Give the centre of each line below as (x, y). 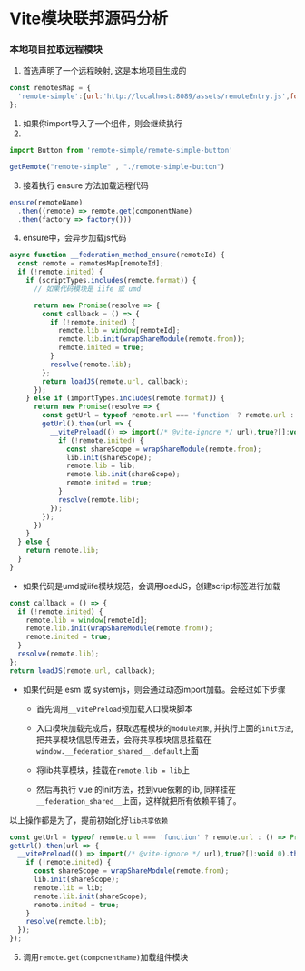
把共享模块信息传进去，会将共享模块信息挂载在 (123, 739)
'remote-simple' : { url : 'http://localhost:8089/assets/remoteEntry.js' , (154, 96)
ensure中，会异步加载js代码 (74, 238)
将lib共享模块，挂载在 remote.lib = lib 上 (113, 770)
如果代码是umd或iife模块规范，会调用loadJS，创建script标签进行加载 (152, 586)
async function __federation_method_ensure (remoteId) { (117, 255)
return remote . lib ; (63, 551)
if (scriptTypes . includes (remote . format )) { (111, 281)
